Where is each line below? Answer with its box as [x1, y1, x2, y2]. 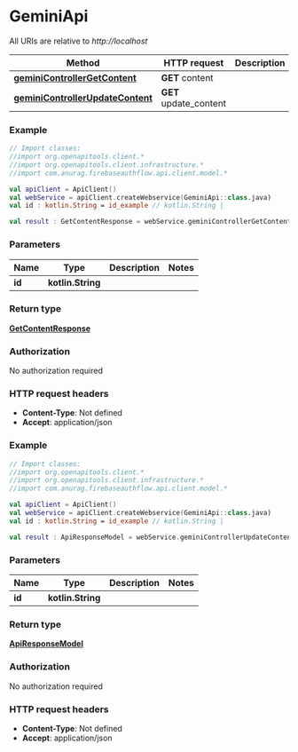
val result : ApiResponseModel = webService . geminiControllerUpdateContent [9, 533, 295, 542]
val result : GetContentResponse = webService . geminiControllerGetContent [9, 218, 292, 226]
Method [66, 56, 100, 68]
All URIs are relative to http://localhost [9, 36, 148, 46]
